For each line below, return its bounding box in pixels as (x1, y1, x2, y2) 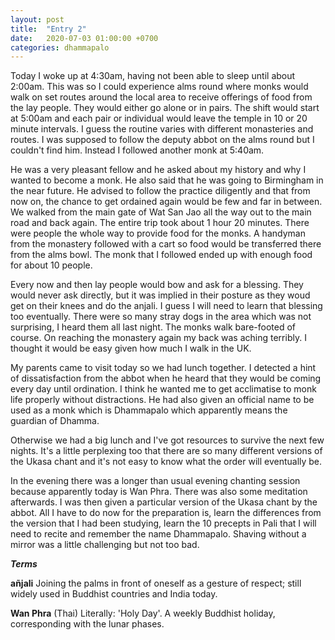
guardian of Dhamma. (10, 415, 100, 427)
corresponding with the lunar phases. (10, 618, 165, 630)
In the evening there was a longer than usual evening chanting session (10, 475, 301, 487)
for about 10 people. (10, 259, 93, 271)
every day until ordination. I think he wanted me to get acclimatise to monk (10, 383, 317, 395)
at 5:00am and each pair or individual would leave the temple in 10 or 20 (10, 112, 308, 125)
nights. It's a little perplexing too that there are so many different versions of (10, 445, 323, 457)
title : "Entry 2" (10, 24, 87, 34)
